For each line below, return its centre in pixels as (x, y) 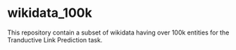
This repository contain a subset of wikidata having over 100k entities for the (118, 32)
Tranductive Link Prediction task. (55, 39)
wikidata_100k (50, 13)
